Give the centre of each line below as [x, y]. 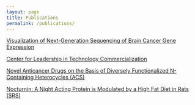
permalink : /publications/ [41, 23]
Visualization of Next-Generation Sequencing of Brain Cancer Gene [91, 41]
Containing [20, 78]
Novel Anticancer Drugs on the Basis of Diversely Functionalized [88, 71]
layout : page [23, 12]
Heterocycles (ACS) [60, 78]
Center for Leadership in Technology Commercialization [77, 59]
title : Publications [33, 18]
